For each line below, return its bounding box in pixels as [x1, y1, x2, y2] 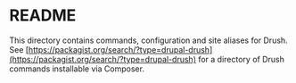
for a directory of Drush [197, 54, 285, 64]
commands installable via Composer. [9, 63, 145, 74]
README [9, 5, 77, 26]
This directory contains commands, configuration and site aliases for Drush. [9, 35, 288, 46]
